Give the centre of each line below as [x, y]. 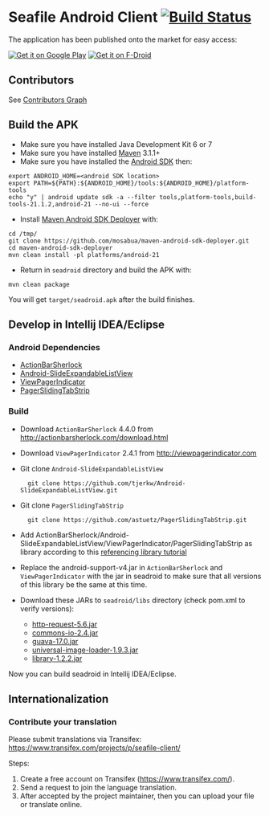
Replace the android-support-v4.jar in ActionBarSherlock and [121, 567]
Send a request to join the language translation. [98, 788]
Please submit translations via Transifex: [75, 740]
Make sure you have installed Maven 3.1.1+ [90, 153]
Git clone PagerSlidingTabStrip [72, 505]
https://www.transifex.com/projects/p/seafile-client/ [94, 748]
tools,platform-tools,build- [208, 197]
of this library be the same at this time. [84, 584]
